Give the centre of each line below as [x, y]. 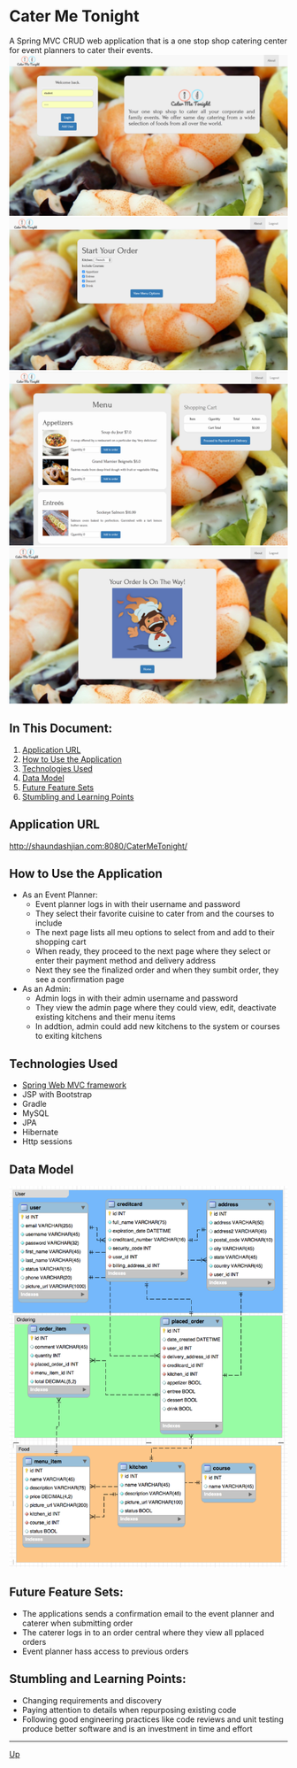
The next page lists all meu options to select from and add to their [155, 933]
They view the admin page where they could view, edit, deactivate [156, 1008]
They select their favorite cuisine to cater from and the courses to [155, 914]
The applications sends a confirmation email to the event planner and [148, 1613]
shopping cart [61, 942]
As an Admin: [46, 989]
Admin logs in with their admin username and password [137, 998]
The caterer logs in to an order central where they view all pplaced [143, 1632]
